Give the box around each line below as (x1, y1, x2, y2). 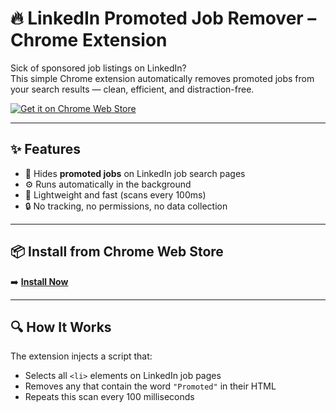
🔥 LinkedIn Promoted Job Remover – (10, 7, 317, 30)
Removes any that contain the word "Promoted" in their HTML (24, 380, 277, 392)
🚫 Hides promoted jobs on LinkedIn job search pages (24, 167, 246, 179)
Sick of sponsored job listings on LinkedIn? (10, 62, 187, 74)
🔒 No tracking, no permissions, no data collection (24, 200, 228, 212)
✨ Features (10, 141, 81, 158)
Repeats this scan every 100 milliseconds (24, 391, 195, 403)
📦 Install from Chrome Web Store (10, 243, 224, 261)
